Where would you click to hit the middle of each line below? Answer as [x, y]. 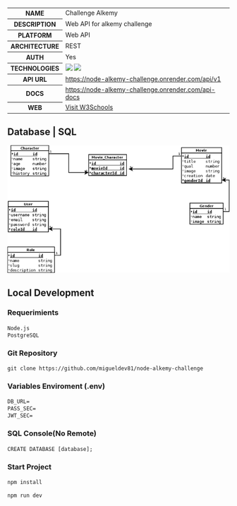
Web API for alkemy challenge [109, 24]
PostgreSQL [23, 335]
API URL [35, 79]
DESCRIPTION [35, 24]
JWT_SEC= [20, 416]
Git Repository [32, 353]
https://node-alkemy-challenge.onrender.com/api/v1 [143, 79]
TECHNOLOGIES [35, 68]
